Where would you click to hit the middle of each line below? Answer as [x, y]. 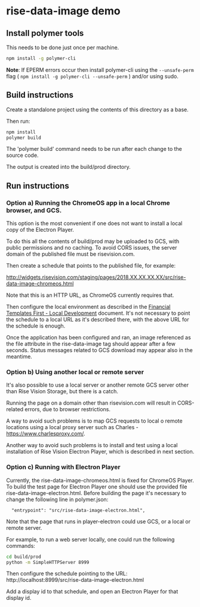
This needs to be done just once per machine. [63, 47]
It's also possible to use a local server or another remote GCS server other [98, 385]
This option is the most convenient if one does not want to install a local [94, 223]
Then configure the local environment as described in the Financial [89, 307]
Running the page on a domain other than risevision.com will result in [91, 403]
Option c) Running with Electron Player [63, 467]
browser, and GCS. [34, 210]
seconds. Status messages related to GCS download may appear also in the [99, 350]
